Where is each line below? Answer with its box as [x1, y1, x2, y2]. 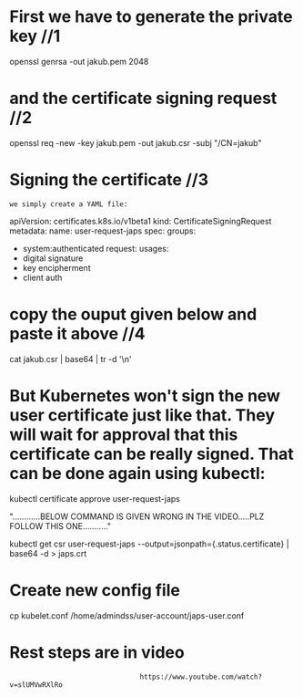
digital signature [22, 253, 84, 264]
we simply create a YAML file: [9, 199, 128, 209]
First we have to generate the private [9, 6, 293, 27]
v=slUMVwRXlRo [9, 680, 64, 690]
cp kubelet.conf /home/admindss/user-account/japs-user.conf [9, 609, 245, 621]
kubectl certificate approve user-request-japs [9, 493, 180, 504]
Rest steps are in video [9, 641, 185, 662]
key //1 [9, 26, 61, 47]
